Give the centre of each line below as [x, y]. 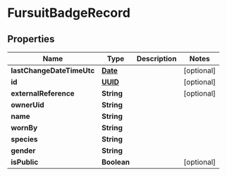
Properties [31, 39]
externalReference [43, 93]
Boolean [116, 162]
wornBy [24, 128]
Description [157, 59]
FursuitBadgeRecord [69, 13]
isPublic [25, 162]
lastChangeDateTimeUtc [53, 70]
